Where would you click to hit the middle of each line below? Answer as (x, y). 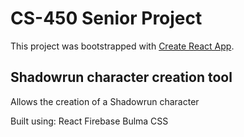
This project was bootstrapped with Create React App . (122, 46)
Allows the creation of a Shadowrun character (105, 101)
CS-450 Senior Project (106, 18)
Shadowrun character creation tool (121, 77)
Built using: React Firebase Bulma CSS (89, 121)
